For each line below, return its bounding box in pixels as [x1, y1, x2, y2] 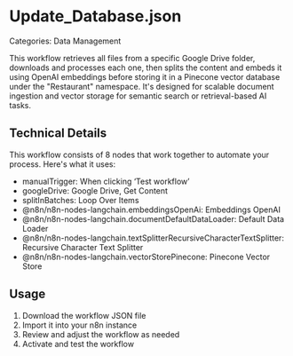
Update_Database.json [9, 6, 182, 27]
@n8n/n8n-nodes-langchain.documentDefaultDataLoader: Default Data [21, 213, 285, 224]
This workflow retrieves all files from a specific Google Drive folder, [9, 52, 256, 63]
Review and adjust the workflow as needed [21, 328, 180, 339]
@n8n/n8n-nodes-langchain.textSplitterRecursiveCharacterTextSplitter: [21, 233, 284, 243]
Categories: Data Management [9, 36, 122, 46]
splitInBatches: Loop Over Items [21, 194, 139, 205]
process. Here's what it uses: [9, 158, 116, 170]
